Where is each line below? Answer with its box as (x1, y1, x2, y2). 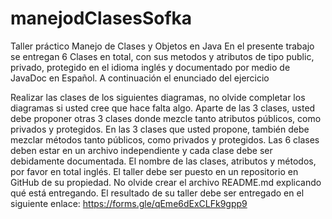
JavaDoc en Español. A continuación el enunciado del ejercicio (10, 72, 270, 84)
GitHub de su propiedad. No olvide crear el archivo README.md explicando (10, 176, 322, 188)
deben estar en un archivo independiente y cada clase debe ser (10, 144, 273, 156)
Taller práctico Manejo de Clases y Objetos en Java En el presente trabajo (10, 40, 315, 52)
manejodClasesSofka (10, 7, 193, 30)
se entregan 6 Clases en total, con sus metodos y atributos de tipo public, (10, 50, 315, 62)
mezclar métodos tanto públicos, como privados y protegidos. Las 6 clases (10, 133, 320, 146)
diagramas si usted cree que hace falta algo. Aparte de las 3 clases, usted (10, 102, 316, 114)
